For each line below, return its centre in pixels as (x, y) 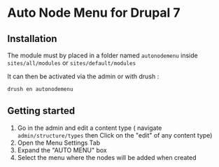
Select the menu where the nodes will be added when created (107, 157)
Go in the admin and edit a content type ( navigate (90, 128)
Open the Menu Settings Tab (59, 143)
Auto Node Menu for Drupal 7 (94, 13)
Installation (32, 39)
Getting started (41, 111)
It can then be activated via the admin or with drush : (83, 76)
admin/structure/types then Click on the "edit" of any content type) (115, 135)
